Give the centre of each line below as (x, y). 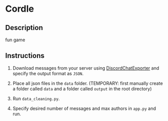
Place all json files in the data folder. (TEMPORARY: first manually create (88, 83)
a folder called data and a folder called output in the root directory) (82, 88)
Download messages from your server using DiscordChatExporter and (86, 68)
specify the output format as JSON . (48, 73)
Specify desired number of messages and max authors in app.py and (84, 108)
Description (24, 28)
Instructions (25, 56)
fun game (15, 40)
